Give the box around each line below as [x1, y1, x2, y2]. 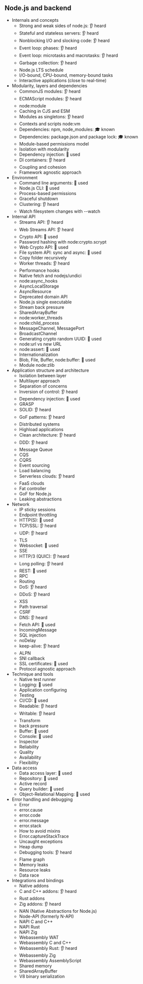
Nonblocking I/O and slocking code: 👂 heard [19, 37, 110, 44]
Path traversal [19, 603, 48, 609]
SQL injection [19, 632, 46, 638]
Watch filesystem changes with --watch [19, 208, 101, 214]
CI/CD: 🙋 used [19, 697, 48, 703]
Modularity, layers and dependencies [11, 83, 87, 89]
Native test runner [19, 676, 56, 682]
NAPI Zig [19, 929, 37, 935]
